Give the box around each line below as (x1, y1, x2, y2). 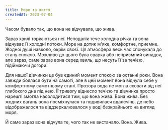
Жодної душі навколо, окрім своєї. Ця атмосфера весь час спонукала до (5, 46, 162, 52)
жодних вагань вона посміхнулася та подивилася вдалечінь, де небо (5, 98, 154, 104)
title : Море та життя (5, 7, 51, 13)
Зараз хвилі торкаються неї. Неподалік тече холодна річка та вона (5, 36, 149, 42)
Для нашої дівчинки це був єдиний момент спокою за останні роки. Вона (5, 72, 163, 78)
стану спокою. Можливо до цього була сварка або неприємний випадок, (5, 51, 162, 58)
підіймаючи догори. (5, 62, 48, 68)
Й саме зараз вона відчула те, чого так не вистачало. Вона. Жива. (5, 119, 147, 125)
